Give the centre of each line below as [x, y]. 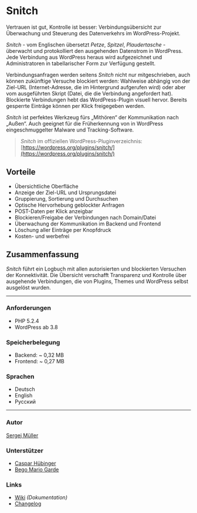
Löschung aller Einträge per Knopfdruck [63, 230]
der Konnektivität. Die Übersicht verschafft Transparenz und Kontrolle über [96, 275]
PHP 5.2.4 [27, 320]
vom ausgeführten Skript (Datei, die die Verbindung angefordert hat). [89, 93]
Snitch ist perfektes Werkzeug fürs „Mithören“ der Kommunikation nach [92, 117]
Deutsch [25, 389]
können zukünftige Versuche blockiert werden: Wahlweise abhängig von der [98, 81]
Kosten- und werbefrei [42, 236]
